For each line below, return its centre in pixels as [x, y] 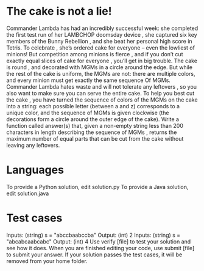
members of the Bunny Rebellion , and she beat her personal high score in [100, 41]
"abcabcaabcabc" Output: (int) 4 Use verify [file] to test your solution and [99, 241]
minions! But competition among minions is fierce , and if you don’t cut [95, 54]
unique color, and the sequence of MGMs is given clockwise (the [88, 113]
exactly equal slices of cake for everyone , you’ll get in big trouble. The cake [102, 61]
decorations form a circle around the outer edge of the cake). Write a [93, 119]
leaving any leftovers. [33, 145]
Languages [35, 170]
